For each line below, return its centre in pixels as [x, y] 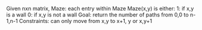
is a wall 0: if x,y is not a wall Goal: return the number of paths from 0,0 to [97, 15]
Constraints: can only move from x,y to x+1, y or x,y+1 [86, 21]
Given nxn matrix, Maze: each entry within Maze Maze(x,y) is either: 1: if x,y [100, 9]
